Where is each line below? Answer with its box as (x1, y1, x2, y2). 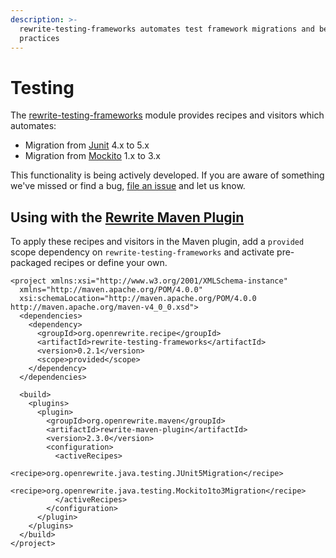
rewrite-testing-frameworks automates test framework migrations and (19, 24, 315, 34)
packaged (10, 257, 52, 269)
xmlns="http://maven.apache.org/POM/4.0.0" (19, 285, 203, 295)
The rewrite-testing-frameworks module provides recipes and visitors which (10, 109, 325, 121)
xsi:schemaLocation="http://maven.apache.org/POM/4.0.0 (19, 294, 257, 304)
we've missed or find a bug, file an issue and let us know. (10, 180, 246, 192)
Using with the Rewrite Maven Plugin (10, 209, 245, 226)
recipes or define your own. (53, 257, 168, 269)
